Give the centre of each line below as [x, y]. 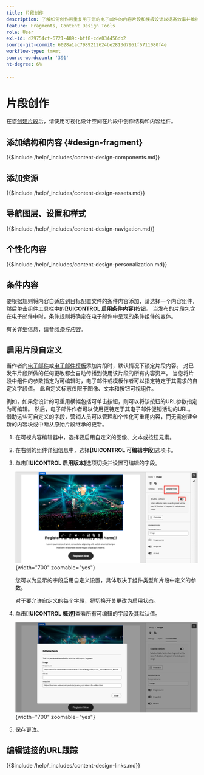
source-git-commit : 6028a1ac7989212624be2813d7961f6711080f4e [87, 45]
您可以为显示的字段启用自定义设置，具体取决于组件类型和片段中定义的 [103, 580]
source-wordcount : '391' [38, 58]
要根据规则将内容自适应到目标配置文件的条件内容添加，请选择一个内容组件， [102, 301]
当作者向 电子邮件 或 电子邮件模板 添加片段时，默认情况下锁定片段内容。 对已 [100, 366]
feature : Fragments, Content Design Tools [61, 26]
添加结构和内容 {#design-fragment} [75, 142]
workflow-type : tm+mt [34, 52]
